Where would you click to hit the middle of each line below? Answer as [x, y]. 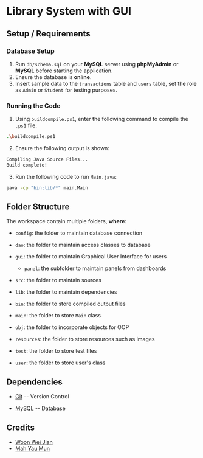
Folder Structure [38, 207]
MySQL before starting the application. [64, 71]
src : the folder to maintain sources [58, 280]
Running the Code [33, 106]
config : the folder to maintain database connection [79, 233]
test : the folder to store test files [56, 351]
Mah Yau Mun [33, 449]
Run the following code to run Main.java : [66, 176]
